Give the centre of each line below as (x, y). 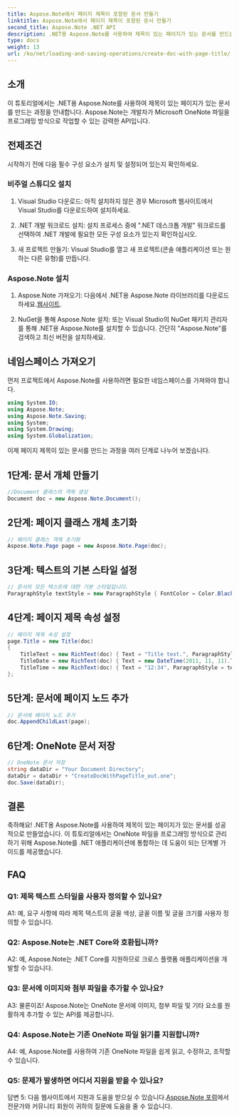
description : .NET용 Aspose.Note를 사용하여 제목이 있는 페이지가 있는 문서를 (112, 34)
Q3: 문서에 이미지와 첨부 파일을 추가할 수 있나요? (85, 989)
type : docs (23, 41)
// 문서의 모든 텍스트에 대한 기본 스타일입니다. (68, 587)
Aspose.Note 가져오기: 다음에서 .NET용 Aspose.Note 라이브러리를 (111, 295)
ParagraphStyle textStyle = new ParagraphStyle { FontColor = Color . (113, 593)
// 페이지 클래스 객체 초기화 (44, 539)
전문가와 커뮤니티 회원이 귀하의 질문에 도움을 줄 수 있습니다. (90, 1106)
